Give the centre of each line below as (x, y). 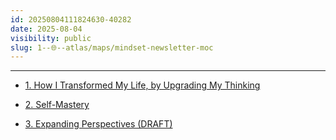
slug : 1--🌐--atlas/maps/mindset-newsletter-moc (112, 47)
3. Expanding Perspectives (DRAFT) (98, 124)
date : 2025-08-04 (46, 29)
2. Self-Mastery (57, 105)
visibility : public (51, 38)
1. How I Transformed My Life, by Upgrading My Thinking (142, 85)
